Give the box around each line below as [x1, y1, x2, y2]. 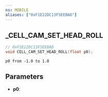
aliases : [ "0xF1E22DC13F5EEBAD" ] [5, 12, 77, 17]
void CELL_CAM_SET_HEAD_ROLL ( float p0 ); [5, 50, 94, 55]
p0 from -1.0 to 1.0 [5, 59, 50, 64]
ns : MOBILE [5, 7, 29, 13]
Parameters [5, 72, 44, 81]
